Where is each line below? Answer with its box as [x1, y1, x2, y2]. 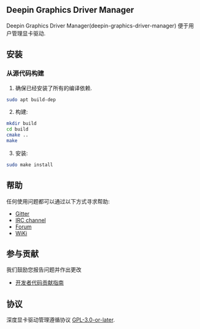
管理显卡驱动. [11, 29, 46, 37]
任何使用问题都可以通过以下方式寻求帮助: [6, 197, 110, 205]
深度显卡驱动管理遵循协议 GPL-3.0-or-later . [6, 316, 115, 323]
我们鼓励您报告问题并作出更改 [6, 266, 81, 273]
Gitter [15, 210, 30, 217]
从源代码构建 [6, 69, 45, 78]
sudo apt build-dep [6, 96, 56, 103]
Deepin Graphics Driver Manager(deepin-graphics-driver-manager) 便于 [6, 21, 189, 29]
